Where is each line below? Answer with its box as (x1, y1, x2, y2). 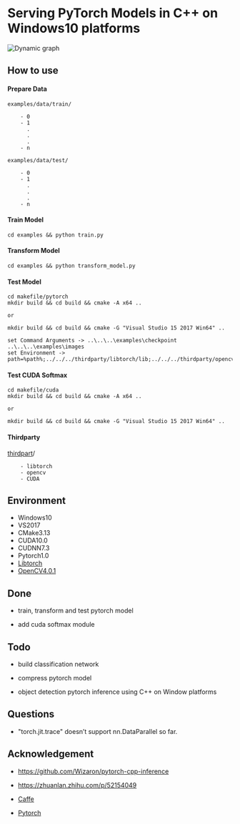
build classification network (17, 660, 99, 668)
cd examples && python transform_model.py (7, 262, 136, 269)
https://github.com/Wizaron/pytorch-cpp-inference (17, 767, 169, 775)
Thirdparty (7, 432, 41, 441)
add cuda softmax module (17, 620, 95, 629)
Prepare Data (7, 84, 48, 93)
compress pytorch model (17, 673, 92, 682)
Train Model (7, 216, 44, 224)
